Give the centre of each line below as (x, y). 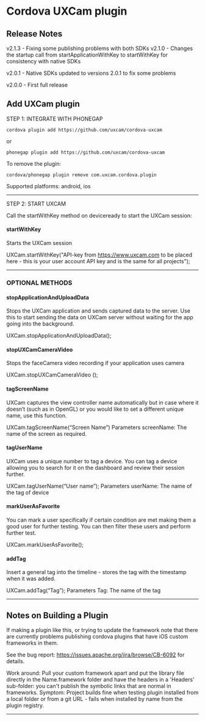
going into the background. (40, 324)
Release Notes (34, 34)
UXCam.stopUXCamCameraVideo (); (52, 375)
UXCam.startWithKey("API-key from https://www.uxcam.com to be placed (99, 255)
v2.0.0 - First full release (37, 85)
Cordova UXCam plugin (67, 11)
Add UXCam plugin (43, 104)
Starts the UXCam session (39, 243)
